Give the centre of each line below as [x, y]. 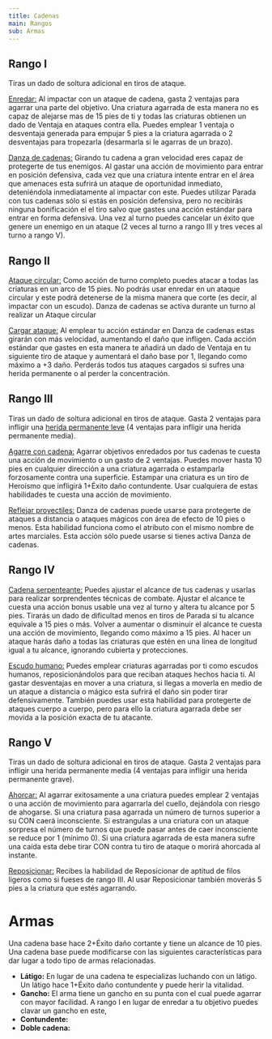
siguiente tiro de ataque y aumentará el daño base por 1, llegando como [128, 356]
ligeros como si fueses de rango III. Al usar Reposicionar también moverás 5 [135, 879]
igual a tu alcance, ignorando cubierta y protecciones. [98, 650]
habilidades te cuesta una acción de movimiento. [90, 494]
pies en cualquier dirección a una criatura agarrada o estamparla [117, 468]
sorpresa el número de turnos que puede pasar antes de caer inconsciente [133, 829]
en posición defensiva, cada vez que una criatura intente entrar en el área [132, 175]
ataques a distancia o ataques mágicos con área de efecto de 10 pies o [127, 519]
